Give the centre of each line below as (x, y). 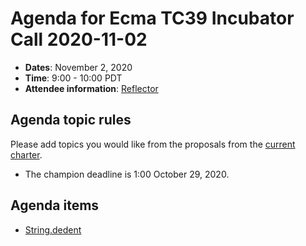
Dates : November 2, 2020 (78, 67)
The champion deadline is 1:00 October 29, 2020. (127, 174)
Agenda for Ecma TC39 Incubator (152, 18)
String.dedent (53, 229)
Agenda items (55, 205)
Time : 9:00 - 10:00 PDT (73, 78)
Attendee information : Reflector (91, 88)
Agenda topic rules (71, 120)
